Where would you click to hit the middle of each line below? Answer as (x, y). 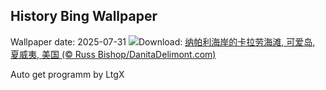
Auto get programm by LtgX (67, 74)
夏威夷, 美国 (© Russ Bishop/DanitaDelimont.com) (113, 54)
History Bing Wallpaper (84, 16)
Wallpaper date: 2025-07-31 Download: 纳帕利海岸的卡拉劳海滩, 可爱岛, (163, 41)
